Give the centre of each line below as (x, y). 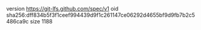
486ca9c (18, 21)
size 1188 (41, 21)
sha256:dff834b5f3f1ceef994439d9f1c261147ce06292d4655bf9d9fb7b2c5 (101, 15)
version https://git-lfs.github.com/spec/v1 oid (62, 9)
